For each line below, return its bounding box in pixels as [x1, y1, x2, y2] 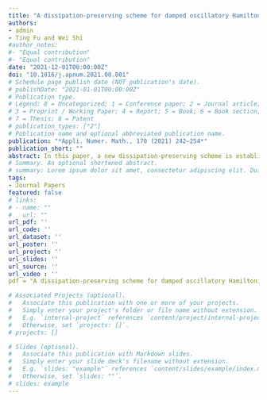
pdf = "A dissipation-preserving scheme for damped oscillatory [8, 277, 226, 286]
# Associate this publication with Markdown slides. [8, 350, 194, 358]
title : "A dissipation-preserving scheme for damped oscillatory [8, 11, 229, 20]
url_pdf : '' [8, 218, 48, 226]
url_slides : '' [8, 255, 59, 263]
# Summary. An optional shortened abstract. [8, 160, 158, 167]
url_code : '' [8, 225, 52, 234]
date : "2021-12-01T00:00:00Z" [8, 63, 109, 71]
